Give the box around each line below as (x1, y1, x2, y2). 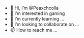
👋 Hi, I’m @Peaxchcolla (10, 5, 59, 11)
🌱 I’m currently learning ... (10, 16, 65, 22)
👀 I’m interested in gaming (10, 10, 65, 16)
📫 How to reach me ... (10, 27, 58, 33)
